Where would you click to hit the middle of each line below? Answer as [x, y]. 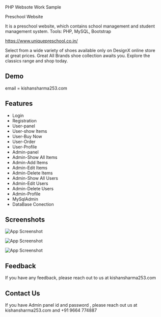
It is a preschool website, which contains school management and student [80, 26]
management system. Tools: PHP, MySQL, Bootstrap [58, 31]
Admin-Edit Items [30, 168]
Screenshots [25, 220]
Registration [24, 120]
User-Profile [25, 146]
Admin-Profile [26, 194]
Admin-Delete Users [33, 188]
